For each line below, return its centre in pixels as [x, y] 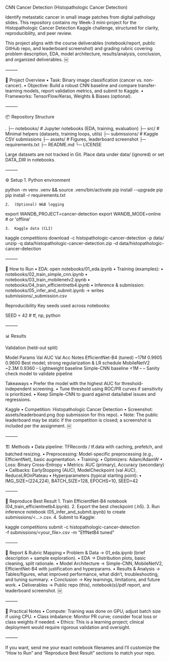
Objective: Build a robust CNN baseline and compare [82, 85]
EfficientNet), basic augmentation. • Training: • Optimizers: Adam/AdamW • [84, 459]
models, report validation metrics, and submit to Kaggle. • [83, 91]
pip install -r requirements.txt [35, 195]
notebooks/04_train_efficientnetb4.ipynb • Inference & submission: [75, 285]
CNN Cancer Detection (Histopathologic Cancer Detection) [66, 7]
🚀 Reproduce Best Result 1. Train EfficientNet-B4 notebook [66, 501]
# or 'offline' [18, 219]
